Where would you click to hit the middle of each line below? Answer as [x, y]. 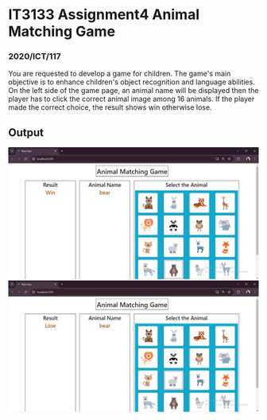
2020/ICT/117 [35, 56]
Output [26, 132]
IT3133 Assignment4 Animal [104, 15]
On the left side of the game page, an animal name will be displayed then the [133, 91]
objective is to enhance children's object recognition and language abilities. [132, 82]
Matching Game [62, 31]
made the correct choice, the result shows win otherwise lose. [110, 107]
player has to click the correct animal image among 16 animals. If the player [132, 99]
